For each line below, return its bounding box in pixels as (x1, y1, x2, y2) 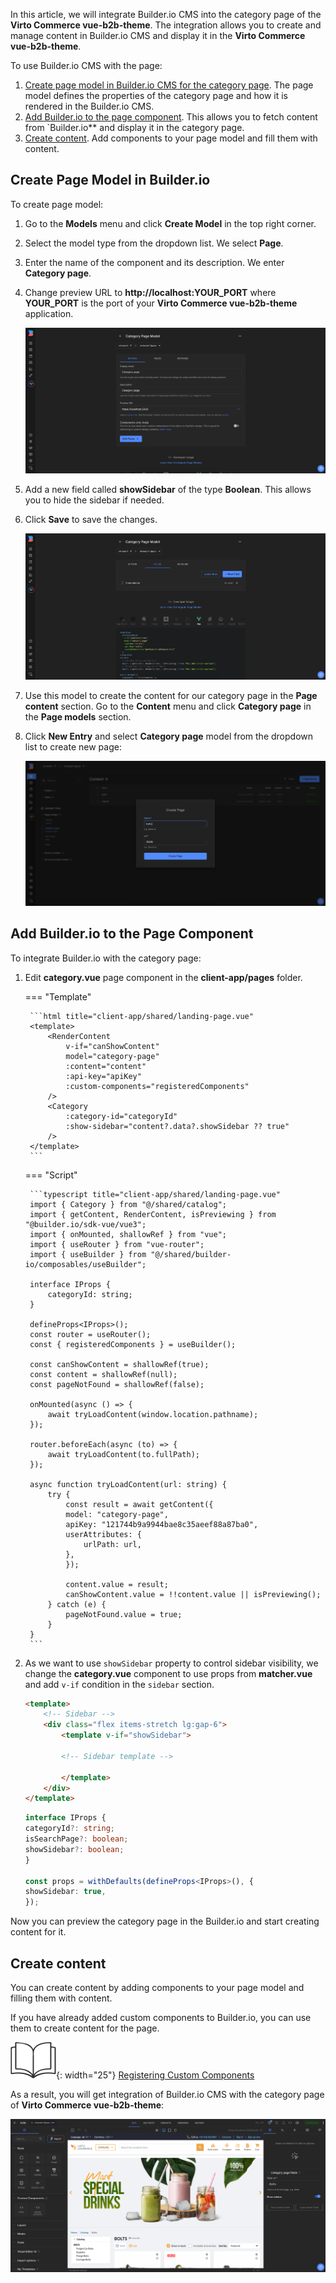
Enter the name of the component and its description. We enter (24, 256, 285, 268)
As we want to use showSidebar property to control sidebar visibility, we (24, 1657, 319, 1669)
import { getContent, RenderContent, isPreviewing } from (29, 1209, 277, 1219)
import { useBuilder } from (29, 1249, 147, 1259)
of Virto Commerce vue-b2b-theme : (10, 2099, 165, 2111)
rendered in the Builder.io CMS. (24, 100, 155, 112)
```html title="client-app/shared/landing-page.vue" (29, 1011, 254, 1021)
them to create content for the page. (10, 2022, 160, 2034)
